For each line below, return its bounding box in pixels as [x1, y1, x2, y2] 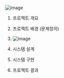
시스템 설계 [12, 46, 35, 52]
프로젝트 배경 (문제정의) [12, 25, 59, 31]
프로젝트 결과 [12, 67, 39, 73]
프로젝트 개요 [12, 15, 39, 21]
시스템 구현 [12, 56, 35, 62]
